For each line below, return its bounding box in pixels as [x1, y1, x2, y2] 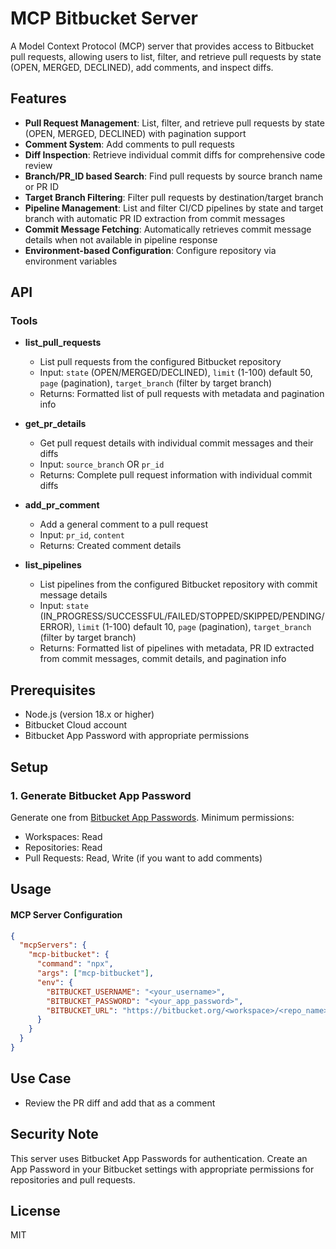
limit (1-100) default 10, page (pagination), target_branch [76, 621, 312, 633]
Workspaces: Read [24, 830, 103, 842]
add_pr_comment [24, 499, 100, 511]
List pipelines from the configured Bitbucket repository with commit [39, 578, 318, 591]
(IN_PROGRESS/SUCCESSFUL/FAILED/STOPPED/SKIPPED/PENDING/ [39, 610, 325, 622]
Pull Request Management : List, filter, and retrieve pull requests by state [24, 117, 325, 129]
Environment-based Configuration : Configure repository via [24, 244, 277, 256]
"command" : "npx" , [36, 959, 114, 969]
